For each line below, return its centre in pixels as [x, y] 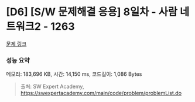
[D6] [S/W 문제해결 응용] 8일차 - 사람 [92, 12]
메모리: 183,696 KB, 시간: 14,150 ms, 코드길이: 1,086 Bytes [74, 74]
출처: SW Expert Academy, [52, 87]
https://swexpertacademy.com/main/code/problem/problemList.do [101, 93]
